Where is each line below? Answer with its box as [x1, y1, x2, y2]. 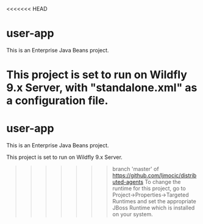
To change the [144, 178, 181, 186]
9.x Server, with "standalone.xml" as [6, 81, 198, 95]
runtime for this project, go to [112, 185, 186, 192]
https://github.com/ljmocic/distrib [112, 172, 197, 179]
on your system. [112, 211, 154, 218]
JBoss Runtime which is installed [112, 204, 195, 212]
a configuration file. [6, 94, 109, 108]
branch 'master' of [112, 166, 160, 173]
